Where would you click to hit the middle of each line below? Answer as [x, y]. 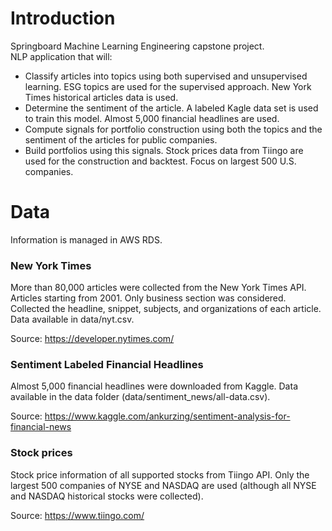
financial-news [41, 427]
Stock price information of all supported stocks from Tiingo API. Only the [160, 474]
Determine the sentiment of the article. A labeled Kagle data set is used [171, 108]
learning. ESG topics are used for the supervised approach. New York [168, 86]
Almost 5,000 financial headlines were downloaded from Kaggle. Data [154, 386]
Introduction [63, 18]
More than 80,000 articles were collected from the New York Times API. [158, 288]
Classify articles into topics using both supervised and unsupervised [166, 76]
